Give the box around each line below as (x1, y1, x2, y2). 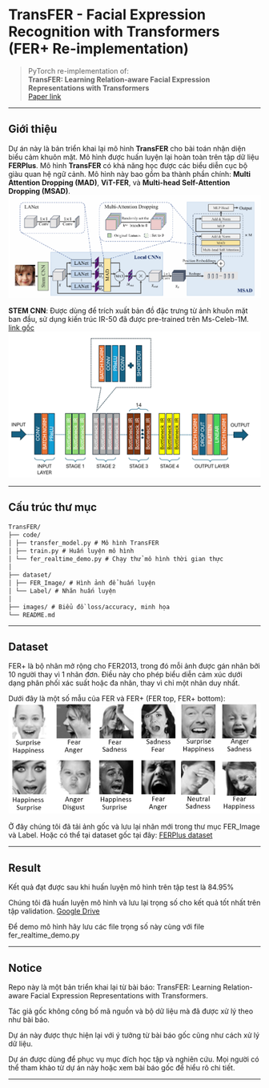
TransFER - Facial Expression (8, 6, 207, 24)
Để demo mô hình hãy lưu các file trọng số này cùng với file (8, 922, 205, 932)
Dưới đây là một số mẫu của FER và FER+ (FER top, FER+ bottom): (8, 694, 226, 704)
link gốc (8, 323, 34, 333)
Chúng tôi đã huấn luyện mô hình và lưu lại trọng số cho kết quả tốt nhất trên (8, 898, 261, 908)
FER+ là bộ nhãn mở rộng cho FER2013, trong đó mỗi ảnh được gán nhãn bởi (8, 661, 260, 671)
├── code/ (8, 531, 42, 539)
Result (8, 861, 42, 874)
